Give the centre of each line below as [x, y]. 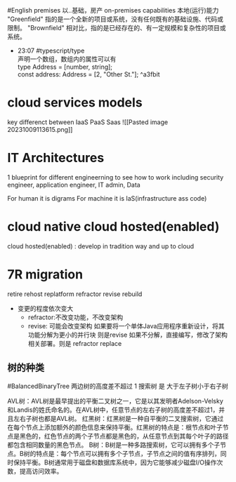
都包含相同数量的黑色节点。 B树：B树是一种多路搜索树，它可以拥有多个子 [114, 445]
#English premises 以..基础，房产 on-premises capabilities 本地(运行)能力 [113, 10]
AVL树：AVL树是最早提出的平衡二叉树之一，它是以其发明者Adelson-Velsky [115, 401]
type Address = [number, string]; [65, 67]
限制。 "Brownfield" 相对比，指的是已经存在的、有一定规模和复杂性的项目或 [117, 28]
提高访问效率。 [41, 471]
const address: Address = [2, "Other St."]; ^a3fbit [88, 74]
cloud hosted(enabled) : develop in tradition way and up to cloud [101, 246]
